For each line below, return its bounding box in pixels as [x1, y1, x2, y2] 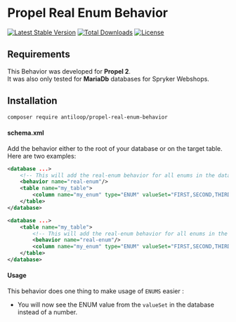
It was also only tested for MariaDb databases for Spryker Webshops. [7, 74, 209, 83]
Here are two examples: [7, 152, 77, 160]
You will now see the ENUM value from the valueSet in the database [17, 300, 214, 309]
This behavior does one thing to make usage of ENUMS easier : [7, 287, 185, 295]
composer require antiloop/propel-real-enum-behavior [7, 114, 169, 121]
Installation [7, 95, 58, 107]
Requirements [7, 48, 70, 60]
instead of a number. [17, 308, 78, 316]
